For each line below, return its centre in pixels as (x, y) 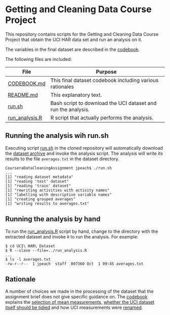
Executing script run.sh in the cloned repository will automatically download (84, 148)
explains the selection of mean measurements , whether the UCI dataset (80, 302)
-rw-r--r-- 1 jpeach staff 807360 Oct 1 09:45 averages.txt (74, 264)
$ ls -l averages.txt (28, 259)
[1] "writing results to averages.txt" (47, 203)
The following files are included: (39, 59)
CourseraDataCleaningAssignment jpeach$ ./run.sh (59, 168)
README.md (23, 95)
